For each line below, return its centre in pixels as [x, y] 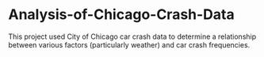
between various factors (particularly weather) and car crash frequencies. [129, 44]
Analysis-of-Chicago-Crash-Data [122, 15]
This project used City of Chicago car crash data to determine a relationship [132, 36]
